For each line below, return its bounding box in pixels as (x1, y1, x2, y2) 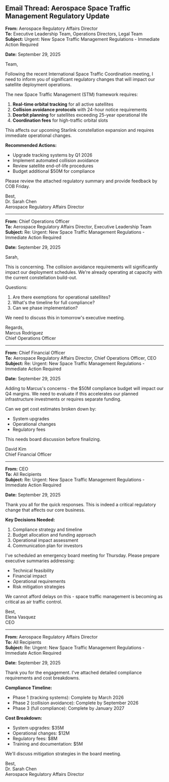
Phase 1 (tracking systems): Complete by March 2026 (12, 694, 124, 700)
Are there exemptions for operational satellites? (12, 294, 111, 300)
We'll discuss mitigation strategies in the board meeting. (5, 750, 122, 757)
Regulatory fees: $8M (12, 735, 58, 742)
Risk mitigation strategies (12, 583, 65, 590)
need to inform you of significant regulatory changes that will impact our (5, 76, 155, 82)
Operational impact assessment (12, 537, 78, 543)
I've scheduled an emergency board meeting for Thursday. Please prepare (5, 552, 160, 558)
